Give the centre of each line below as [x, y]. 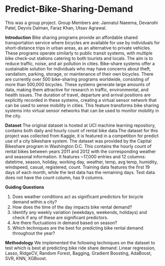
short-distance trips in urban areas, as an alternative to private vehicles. [78, 48]
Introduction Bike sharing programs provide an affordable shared [71, 37]
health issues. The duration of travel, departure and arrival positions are [78, 95]
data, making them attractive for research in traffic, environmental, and [77, 89]
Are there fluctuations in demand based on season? [65, 223]
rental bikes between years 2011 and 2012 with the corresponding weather [81, 151]
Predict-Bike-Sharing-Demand [69, 9]
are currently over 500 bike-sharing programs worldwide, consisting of [77, 79]
